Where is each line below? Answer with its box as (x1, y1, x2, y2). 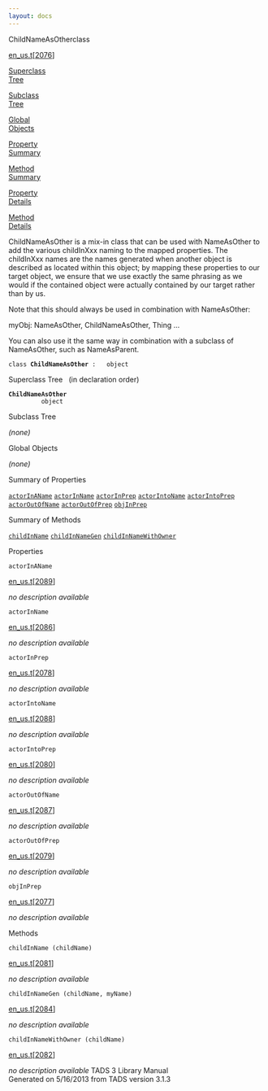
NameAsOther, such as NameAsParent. (8, 344, 140, 354)
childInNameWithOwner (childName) (8, 1035, 126, 1044)
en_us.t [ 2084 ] (8, 1004, 56, 1014)
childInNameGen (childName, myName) (8, 989, 132, 997)
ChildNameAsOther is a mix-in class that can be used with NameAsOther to (8, 237, 260, 247)
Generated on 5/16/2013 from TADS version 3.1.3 (8, 1074, 171, 1084)
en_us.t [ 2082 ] (8, 1050, 55, 1059)
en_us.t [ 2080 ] (8, 759, 56, 769)
